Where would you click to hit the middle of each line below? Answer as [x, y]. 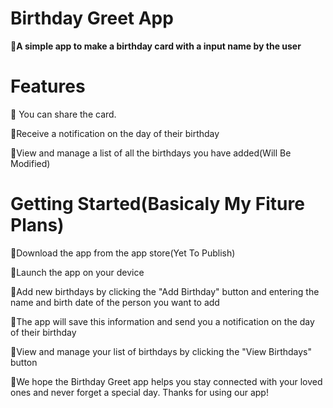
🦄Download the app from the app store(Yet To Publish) [123, 253]
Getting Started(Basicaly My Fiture [157, 204]
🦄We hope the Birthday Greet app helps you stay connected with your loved [166, 381]
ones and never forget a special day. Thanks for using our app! [139, 392]
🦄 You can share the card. [63, 114]
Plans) [37, 225]
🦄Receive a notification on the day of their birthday [115, 133]
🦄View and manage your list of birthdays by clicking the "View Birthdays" [161, 351]
